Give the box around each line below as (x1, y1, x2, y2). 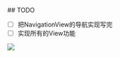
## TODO (7, 6, 35, 14)
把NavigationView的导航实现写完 (17, 20, 113, 29)
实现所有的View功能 (17, 29, 76, 38)
